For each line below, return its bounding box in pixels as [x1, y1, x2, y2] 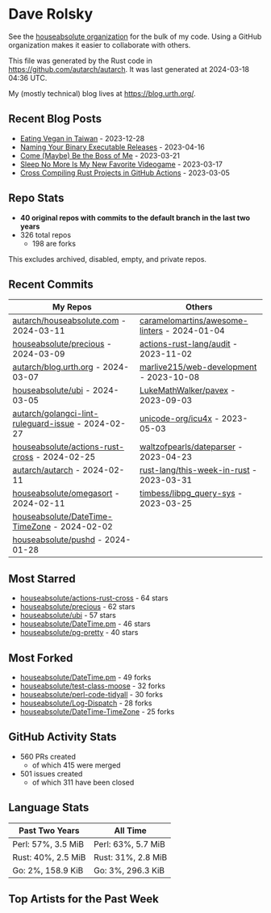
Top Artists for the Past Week [8, 892, 160, 906]
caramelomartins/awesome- [140, 315, 248, 326]
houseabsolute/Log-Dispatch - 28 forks [19, 698, 152, 708]
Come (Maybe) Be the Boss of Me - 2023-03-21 [19, 150, 180, 160]
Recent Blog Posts [8, 112, 102, 126]
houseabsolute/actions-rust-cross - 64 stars [19, 593, 169, 603]
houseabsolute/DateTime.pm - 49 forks [19, 672, 152, 682]
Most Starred [8, 571, 77, 586]
